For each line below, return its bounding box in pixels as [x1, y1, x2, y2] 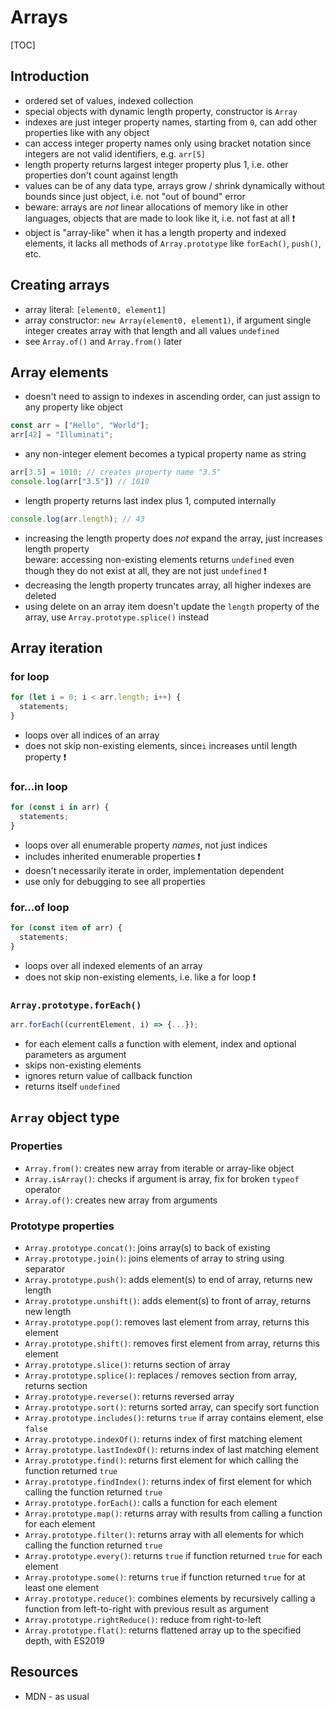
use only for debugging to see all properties [24, 875, 206, 887]
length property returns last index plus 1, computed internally [24, 494, 277, 506]
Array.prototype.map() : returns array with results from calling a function [24, 1507, 323, 1520]
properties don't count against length [24, 169, 179, 181]
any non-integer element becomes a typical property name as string [24, 448, 307, 460]
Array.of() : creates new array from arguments [24, 1194, 218, 1206]
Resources [10, 1664, 79, 1681]
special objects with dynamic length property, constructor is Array [24, 105, 298, 117]
